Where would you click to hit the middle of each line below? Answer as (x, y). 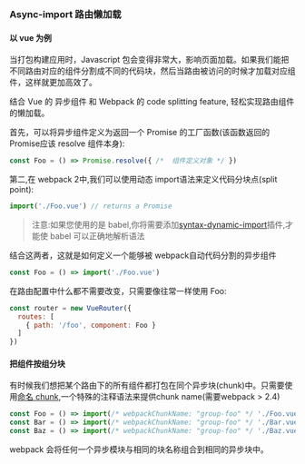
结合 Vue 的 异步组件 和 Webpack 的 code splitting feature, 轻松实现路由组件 (152, 102)
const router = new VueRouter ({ (70, 308)
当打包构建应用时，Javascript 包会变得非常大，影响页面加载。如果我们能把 (149, 60)
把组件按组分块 (37, 363)
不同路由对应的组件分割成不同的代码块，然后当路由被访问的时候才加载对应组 (152, 71)
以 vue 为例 (31, 37)
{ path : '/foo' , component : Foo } (91, 325)
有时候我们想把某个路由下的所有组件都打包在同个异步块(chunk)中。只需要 (147, 385)
